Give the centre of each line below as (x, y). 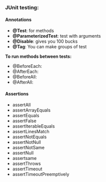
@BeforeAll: (25, 77)
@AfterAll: (23, 82)
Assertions (17, 94)
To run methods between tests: (38, 56)
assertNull (23, 153)
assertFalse (24, 121)
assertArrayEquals (31, 110)
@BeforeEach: (27, 66)
